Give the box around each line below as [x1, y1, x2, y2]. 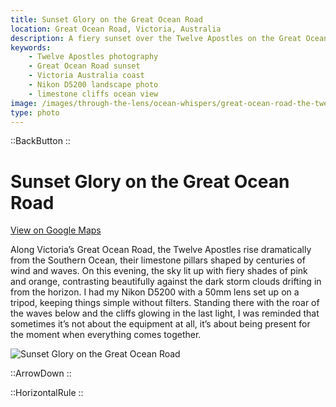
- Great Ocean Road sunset [28, 61, 141, 71]
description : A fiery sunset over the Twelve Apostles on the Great [10, 33, 302, 43]
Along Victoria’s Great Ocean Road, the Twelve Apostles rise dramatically [10, 244, 312, 256]
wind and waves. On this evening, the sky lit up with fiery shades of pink [10, 265, 308, 277]
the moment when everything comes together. [10, 329, 202, 341]
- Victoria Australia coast [28, 71, 145, 81]
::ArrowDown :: [10, 367, 72, 380]
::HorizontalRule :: [10, 387, 84, 399]
